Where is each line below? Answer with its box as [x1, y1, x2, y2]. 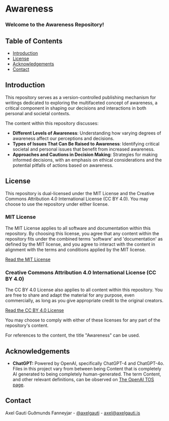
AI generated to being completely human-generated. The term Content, [12, 371, 161, 377]
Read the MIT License [5, 256, 51, 262]
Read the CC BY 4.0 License [5, 307, 64, 313]
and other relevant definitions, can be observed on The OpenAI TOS [12, 376, 154, 382]
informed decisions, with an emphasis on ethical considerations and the [12, 157, 162, 163]
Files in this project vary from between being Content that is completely [12, 365, 161, 371]
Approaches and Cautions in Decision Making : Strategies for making [12, 151, 158, 157]
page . [12, 382, 25, 388]
